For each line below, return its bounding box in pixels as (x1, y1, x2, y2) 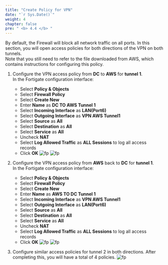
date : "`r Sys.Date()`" (5, 12, 55, 17)
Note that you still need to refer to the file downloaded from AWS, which (5, 56, 154, 62)
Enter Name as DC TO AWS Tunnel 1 (20, 102, 96, 108)
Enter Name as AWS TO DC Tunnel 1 (20, 191, 96, 197)
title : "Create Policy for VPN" (5, 7, 73, 13)
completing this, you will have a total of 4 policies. (12, 254, 116, 260)
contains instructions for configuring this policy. (5, 61, 104, 67)
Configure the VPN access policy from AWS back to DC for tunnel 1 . (12, 160, 154, 166)
